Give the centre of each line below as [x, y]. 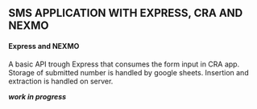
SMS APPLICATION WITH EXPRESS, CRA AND [126, 13]
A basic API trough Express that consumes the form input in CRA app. [124, 64]
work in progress [37, 96]
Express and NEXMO [44, 46]
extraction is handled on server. [61, 81]
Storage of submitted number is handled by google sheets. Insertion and [128, 72]
